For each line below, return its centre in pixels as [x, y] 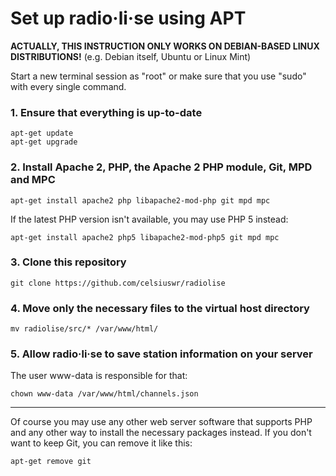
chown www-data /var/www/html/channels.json [104, 394]
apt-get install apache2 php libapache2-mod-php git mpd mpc [140, 200]
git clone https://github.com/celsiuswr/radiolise [118, 283]
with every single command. [68, 86]
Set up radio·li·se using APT [128, 18]
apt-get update [42, 133]
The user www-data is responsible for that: [99, 376]
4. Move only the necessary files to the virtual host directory [160, 308]
